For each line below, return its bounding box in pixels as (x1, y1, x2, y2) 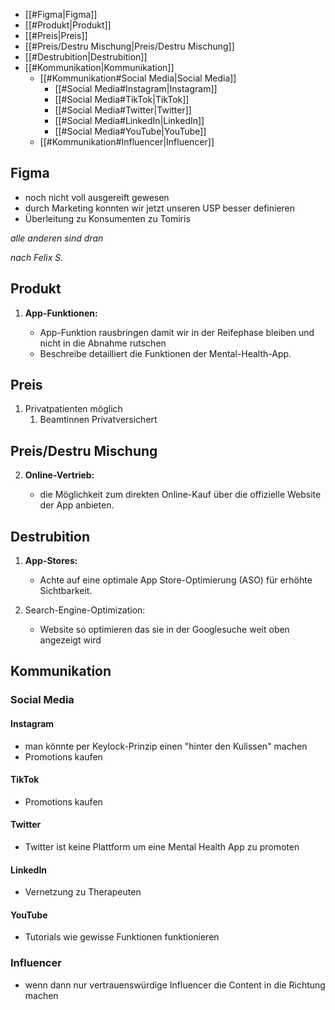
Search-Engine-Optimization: (24, 604, 146, 616)
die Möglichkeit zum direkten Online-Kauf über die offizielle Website (39, 489, 322, 501)
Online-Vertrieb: (24, 469, 95, 481)
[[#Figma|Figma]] (24, 9, 98, 20)
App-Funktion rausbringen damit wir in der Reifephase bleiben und (39, 326, 315, 338)
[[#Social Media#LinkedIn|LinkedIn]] (54, 115, 205, 126)
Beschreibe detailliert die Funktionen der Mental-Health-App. (39, 347, 292, 359)
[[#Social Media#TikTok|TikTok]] (54, 94, 190, 105)
